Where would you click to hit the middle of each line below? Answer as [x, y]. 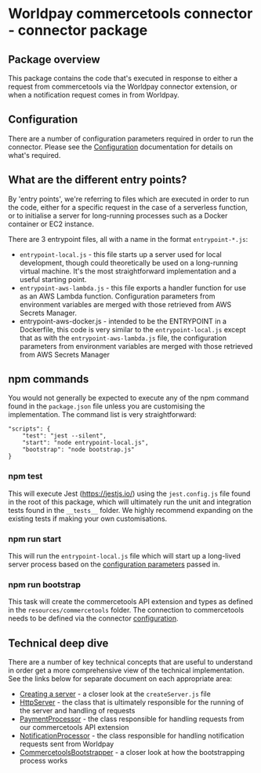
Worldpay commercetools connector [130, 14]
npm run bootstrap [44, 584]
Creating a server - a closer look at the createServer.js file [115, 694]
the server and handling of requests [77, 711]
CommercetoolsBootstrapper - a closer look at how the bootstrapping [132, 753]
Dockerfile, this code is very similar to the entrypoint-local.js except [132, 329]
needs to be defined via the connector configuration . [93, 618]
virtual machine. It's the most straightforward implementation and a [128, 271]
